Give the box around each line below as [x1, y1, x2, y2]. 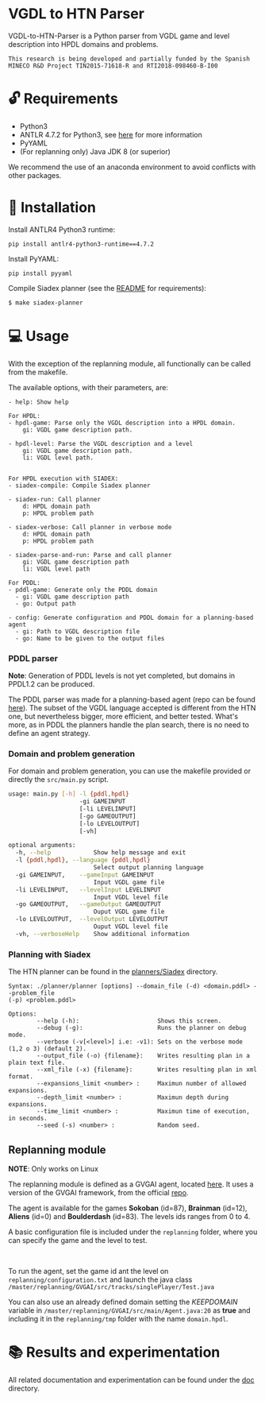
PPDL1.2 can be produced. [8, 679, 95, 688]
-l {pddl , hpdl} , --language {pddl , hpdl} [15, 856, 151, 865]
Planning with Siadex [8, 949, 91, 960]
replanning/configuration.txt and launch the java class [8, 1275, 193, 1284]
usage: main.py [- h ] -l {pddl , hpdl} [8, 790, 129, 799]
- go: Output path [15, 599, 77, 608]
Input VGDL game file [93, 878, 165, 886]
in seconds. [8, 1114, 48, 1123]
